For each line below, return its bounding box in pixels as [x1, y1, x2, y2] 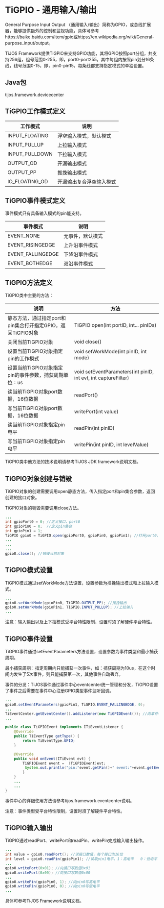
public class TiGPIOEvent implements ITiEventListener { [5, 725, 123, 730]
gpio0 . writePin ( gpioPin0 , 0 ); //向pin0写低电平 [5, 884, 100, 889]
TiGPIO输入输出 [5, 824, 53, 832]
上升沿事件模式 [63, 242, 98, 249]
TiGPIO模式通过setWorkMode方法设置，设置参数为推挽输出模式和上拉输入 [5, 580, 155, 586]
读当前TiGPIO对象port [7, 388, 58, 395]
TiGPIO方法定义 [5, 278, 53, 287]
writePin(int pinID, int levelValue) [74, 442, 149, 448]
